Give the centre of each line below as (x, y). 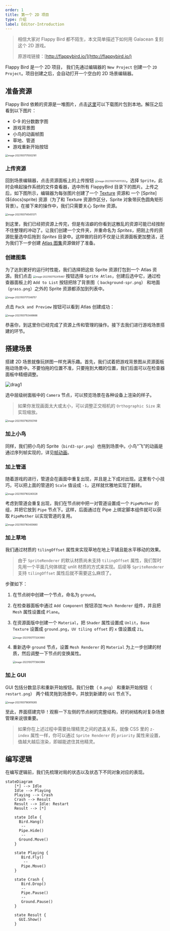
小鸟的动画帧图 (28, 134)
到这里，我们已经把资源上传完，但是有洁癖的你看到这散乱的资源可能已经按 (83, 224)
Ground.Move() (34, 840)
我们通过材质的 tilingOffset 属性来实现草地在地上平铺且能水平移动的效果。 (84, 550)
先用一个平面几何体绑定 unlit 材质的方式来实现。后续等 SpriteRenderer (91, 567)
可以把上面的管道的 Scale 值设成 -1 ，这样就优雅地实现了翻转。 (79, 485)
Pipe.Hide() (31, 831)
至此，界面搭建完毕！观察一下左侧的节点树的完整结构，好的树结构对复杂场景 (85, 712)
